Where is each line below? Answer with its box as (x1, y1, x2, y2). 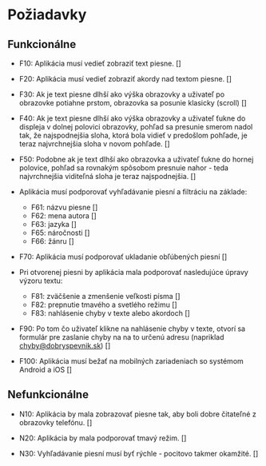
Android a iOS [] (18, 365, 73, 374)
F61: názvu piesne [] (30, 202, 98, 212)
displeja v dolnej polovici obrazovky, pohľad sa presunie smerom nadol (18, 122, 253, 131)
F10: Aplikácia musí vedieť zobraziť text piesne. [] (18, 58, 181, 68)
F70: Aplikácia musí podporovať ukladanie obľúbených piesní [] (18, 252, 228, 261)
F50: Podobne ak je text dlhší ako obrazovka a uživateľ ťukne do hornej (18, 154, 254, 164)
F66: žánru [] (30, 237, 74, 245)
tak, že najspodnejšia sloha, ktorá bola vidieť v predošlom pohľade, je (18, 130, 248, 140)
